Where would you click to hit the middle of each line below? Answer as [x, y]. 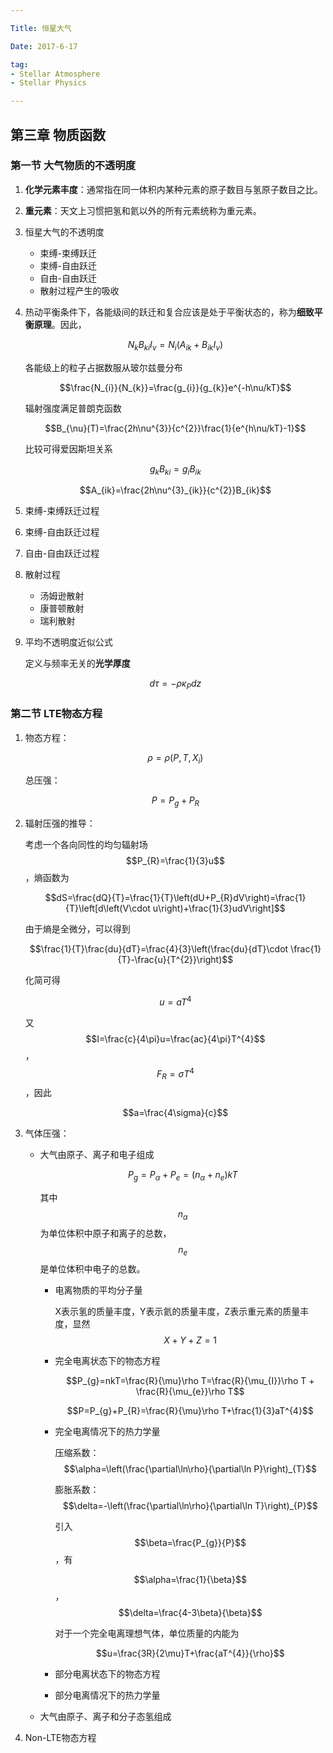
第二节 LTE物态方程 [56, 714]
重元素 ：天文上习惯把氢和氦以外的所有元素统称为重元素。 [143, 210]
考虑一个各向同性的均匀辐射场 [86, 845]
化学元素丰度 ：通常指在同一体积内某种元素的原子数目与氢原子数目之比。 [173, 189]
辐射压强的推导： [60, 823]
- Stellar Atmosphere [55, 74]
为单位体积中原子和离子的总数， [105, 1233]
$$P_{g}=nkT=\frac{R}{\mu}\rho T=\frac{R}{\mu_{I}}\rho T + [190, 1380]
